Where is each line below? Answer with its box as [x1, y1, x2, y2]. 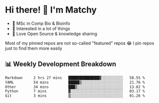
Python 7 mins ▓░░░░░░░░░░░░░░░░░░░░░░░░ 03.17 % [5, 89, 145, 94]
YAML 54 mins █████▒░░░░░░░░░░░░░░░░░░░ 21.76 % [5, 80, 145, 85]
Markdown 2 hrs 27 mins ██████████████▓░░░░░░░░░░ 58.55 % [5, 75, 145, 80]
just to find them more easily [5, 45, 62, 51]
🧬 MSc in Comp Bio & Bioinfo [12, 20, 71, 26]
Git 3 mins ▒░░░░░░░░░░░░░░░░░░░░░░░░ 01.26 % [5, 93, 145, 99]
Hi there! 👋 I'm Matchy [5, 4, 97, 16]
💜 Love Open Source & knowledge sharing [12, 31, 98, 36]
